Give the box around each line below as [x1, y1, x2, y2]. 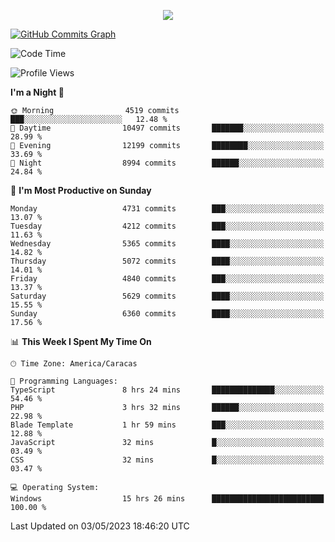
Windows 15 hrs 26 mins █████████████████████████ [10, 494, 325, 504]
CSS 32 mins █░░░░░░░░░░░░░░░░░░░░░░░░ [10, 455, 325, 465]
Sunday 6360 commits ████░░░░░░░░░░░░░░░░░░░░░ [10, 309, 325, 319]
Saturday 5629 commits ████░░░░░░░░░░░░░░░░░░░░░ [10, 291, 325, 301]
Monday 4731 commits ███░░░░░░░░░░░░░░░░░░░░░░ [10, 204, 325, 214]
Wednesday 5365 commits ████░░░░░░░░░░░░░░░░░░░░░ [10, 239, 325, 249]
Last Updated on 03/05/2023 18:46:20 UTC [10, 520, 190, 532]
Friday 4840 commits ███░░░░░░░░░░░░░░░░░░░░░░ [10, 274, 325, 284]
